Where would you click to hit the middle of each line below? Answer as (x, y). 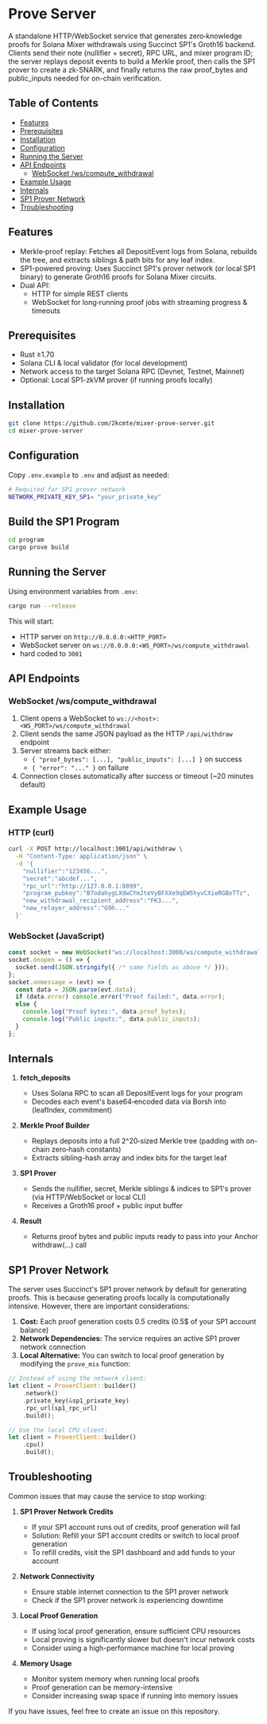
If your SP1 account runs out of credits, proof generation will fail (136, 1527)
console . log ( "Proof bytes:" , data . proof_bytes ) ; (104, 1012)
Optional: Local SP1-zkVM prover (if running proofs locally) (116, 380)
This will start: (31, 621)
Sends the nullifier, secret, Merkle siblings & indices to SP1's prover (141, 1189)
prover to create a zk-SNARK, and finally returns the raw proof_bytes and (128, 69)
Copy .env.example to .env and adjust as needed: (89, 475)
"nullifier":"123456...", (66, 871)
